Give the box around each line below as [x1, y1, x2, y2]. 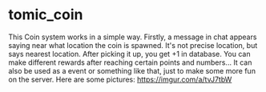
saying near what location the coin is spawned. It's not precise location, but [8, 40, 258, 50]
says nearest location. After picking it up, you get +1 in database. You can [8, 49, 251, 58]
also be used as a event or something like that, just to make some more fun [8, 66, 256, 75]
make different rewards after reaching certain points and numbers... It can [8, 58, 252, 67]
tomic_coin [8, 6, 83, 24]
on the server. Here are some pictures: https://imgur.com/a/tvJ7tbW [8, 74, 232, 84]
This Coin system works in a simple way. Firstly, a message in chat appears [8, 32, 257, 42]
